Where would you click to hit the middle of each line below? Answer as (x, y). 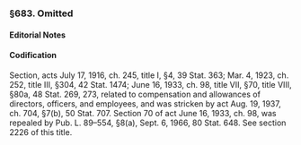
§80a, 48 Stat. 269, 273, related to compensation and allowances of (135, 94)
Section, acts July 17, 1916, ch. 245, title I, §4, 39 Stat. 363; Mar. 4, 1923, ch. (149, 75)
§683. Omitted (41, 13)
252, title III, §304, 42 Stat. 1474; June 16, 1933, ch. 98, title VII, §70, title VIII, (150, 84)
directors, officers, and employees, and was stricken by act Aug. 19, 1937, (145, 103)
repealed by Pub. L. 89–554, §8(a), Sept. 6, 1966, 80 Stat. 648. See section (148, 123)
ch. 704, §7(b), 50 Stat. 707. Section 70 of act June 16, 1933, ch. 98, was (143, 113)
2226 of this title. (41, 132)
